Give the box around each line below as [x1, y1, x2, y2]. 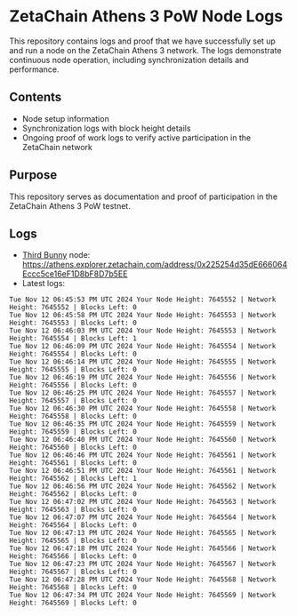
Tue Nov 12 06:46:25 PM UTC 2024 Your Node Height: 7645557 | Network [9, 388, 277, 397]
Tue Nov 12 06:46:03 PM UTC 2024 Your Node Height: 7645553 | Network [9, 326, 277, 335]
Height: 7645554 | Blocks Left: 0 [9, 349, 138, 359]
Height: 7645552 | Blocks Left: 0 [9, 303, 138, 312]
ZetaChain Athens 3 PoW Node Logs [9, 6, 284, 27]
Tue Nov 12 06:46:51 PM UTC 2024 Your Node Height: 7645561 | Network [9, 467, 277, 476]
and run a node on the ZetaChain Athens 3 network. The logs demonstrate [9, 44, 282, 55]
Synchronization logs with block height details [21, 123, 191, 133]
